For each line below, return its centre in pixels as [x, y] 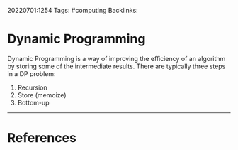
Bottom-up [33, 102]
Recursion [32, 87]
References [42, 138]
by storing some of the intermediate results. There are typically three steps [117, 66]
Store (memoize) [42, 95]
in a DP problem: [32, 73]
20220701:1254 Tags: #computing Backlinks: [73, 10]
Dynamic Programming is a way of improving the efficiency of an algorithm [117, 58]
